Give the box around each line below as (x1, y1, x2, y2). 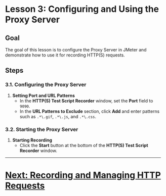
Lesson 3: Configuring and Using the (5, 3, 159, 15)
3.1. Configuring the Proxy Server (5, 81, 86, 88)
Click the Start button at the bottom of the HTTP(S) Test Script (19, 142, 148, 148)
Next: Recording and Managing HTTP (5, 170, 161, 181)
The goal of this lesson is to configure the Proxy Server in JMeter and (5, 47, 147, 52)
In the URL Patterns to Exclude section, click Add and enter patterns (19, 108, 160, 114)
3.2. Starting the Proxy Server (5, 126, 78, 133)
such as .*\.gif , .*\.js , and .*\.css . (19, 113, 96, 119)
